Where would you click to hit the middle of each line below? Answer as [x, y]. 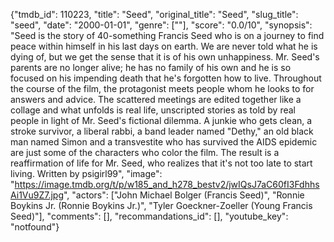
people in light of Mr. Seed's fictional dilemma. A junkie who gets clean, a [161, 120]
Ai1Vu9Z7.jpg [37, 195]
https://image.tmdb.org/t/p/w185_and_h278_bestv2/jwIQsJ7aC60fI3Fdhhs [167, 184]
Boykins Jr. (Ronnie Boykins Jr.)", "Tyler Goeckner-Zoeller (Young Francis [161, 205]
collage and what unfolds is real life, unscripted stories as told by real [153, 110]
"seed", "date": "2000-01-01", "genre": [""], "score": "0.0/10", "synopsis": [161, 25]
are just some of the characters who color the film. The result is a [145, 152]
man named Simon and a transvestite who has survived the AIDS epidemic [164, 142]
